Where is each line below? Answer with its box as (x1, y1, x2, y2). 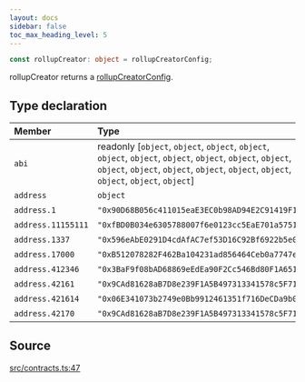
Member (14, 125, 52, 137)
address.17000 (14, 249, 75, 260)
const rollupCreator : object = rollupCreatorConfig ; (9, 55, 213, 65)
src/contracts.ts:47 (9, 362, 81, 373)
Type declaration (9, 97, 107, 114)
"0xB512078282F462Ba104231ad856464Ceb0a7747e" (96, 249, 302, 260)
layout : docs (9, 13, 59, 23)
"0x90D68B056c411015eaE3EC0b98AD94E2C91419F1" (96, 206, 302, 216)
